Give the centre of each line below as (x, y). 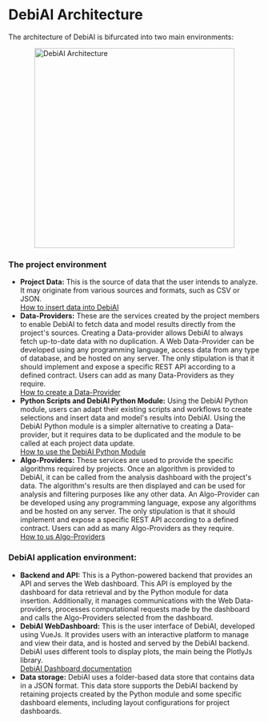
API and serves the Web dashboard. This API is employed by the (126, 583)
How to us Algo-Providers (62, 537)
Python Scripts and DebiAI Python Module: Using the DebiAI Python (134, 401)
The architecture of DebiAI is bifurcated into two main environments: (121, 37)
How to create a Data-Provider (70, 393)
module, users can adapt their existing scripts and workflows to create (136, 409)
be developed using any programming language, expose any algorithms (138, 503)
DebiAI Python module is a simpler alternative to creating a (116, 426)
